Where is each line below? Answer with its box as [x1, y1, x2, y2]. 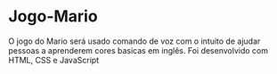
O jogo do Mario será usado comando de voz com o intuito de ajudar [8, 36, 261, 46]
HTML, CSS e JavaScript [8, 54, 100, 65]
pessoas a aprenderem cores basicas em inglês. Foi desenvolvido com [8, 45, 269, 55]
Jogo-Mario [8, 6, 99, 27]
